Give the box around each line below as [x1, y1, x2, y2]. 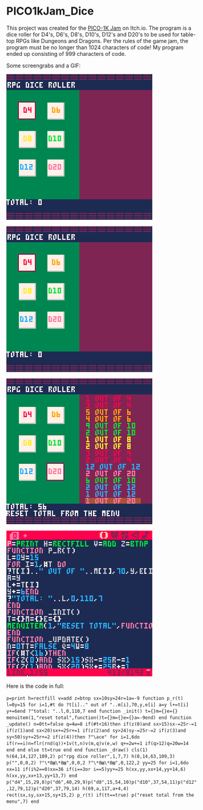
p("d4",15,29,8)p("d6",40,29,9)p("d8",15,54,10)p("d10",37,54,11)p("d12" [6, 779, 198, 785]
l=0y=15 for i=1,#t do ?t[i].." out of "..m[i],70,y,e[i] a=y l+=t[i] [6, 701, 189, 708]
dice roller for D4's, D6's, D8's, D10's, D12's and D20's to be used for [6, 30, 180, 38]
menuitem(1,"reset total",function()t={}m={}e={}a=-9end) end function [6, 715, 191, 721]
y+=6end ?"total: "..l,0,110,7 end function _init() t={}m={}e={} [6, 708, 178, 714]
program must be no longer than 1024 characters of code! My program [6, 44, 184, 51]
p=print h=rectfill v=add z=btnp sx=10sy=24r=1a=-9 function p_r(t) [6, 695, 184, 701]
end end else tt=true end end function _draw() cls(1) [6, 747, 148, 753]
